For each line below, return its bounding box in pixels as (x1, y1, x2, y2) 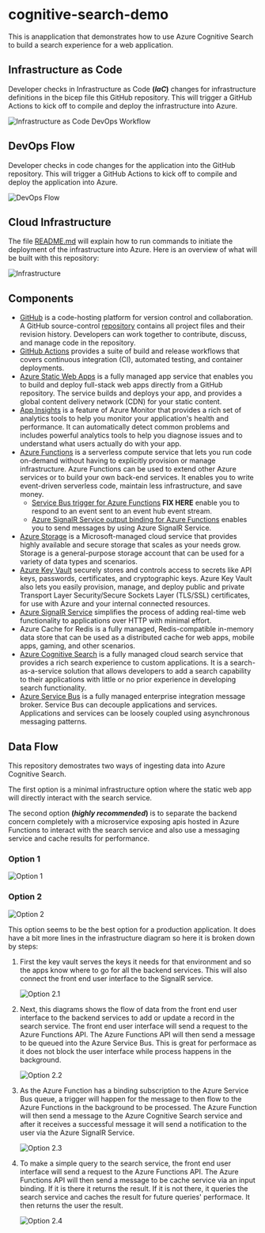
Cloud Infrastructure (8, 216, 112, 229)
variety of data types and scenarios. (19, 557, 138, 567)
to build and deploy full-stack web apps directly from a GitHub (19, 380, 223, 390)
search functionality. (19, 683, 87, 693)
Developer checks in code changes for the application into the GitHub (8, 160, 236, 170)
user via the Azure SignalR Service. (19, 1128, 135, 1137)
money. (19, 490, 44, 499)
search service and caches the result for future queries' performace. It (19, 1192, 251, 1201)
